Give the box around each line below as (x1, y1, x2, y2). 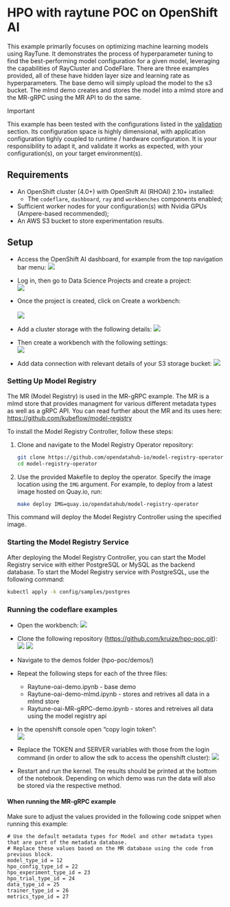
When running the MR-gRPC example (7, 797, 117, 805)
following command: (7, 575, 65, 583)
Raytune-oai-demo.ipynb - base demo (27, 682, 136, 690)
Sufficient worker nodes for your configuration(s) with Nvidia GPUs (16, 201, 207, 210)
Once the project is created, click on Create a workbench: (16, 296, 181, 305)
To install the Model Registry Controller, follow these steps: (7, 427, 174, 435)
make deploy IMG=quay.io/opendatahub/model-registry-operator (16, 501, 199, 507)
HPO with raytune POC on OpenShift (7, 5, 218, 21)
